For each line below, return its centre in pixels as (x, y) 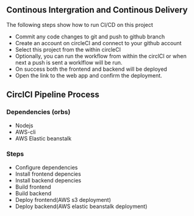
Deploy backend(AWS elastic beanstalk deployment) (81, 206)
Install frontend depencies (48, 174)
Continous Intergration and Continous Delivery (97, 10)
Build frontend (33, 187)
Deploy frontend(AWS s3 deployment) (63, 200)
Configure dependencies (46, 167)
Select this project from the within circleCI (68, 49)
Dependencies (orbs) (38, 112)
